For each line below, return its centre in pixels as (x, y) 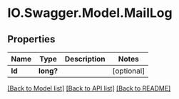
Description (85, 59)
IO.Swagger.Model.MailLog (90, 13)
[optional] (129, 71)
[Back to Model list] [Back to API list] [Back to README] (89, 88)
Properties (31, 39)
